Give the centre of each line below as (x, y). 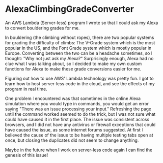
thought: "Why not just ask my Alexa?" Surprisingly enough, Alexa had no (79, 58)
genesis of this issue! (27, 155)
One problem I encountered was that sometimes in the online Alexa (73, 98)
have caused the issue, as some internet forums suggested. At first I (74, 130)
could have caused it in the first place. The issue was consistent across (77, 119)
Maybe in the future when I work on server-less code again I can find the (79, 150)
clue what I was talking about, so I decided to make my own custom (74, 64)
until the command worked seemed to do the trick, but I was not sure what (80, 114)
